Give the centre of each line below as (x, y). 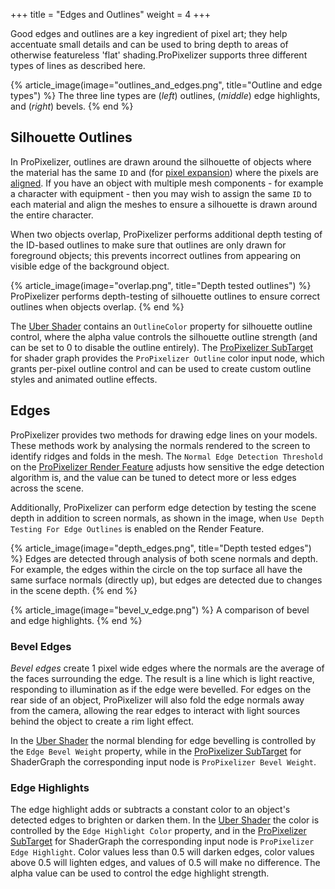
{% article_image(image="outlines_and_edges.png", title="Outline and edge (166, 85)
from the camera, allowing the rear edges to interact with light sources (155, 710)
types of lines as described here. (78, 65)
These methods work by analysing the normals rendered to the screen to (160, 445)
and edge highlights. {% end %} (76, 620)
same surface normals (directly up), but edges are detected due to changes (166, 580)
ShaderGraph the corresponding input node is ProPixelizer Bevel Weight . (163, 761)
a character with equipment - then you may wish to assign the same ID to (161, 193)
